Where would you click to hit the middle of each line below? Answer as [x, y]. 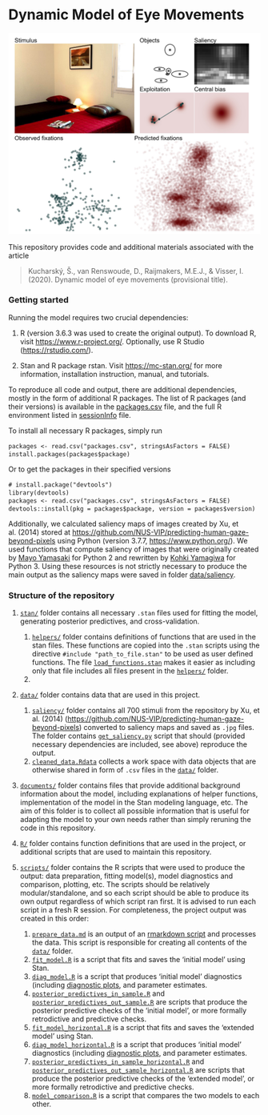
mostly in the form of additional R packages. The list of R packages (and [127, 398]
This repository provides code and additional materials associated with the [131, 247]
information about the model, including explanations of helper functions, [139, 794]
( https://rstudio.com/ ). [56, 350]
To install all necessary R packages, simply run [85, 431]
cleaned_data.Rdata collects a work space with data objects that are [144, 761]
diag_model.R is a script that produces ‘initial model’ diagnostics [137, 977]
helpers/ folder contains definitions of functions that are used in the [144, 637]
